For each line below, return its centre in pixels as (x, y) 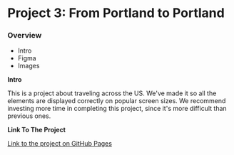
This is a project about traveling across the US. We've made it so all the (112, 93)
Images (29, 66)
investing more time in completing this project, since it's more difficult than (117, 109)
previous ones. (29, 116)
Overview (25, 36)
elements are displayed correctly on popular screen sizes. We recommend (117, 101)
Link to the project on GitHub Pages (60, 144)
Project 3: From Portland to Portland (116, 13)
